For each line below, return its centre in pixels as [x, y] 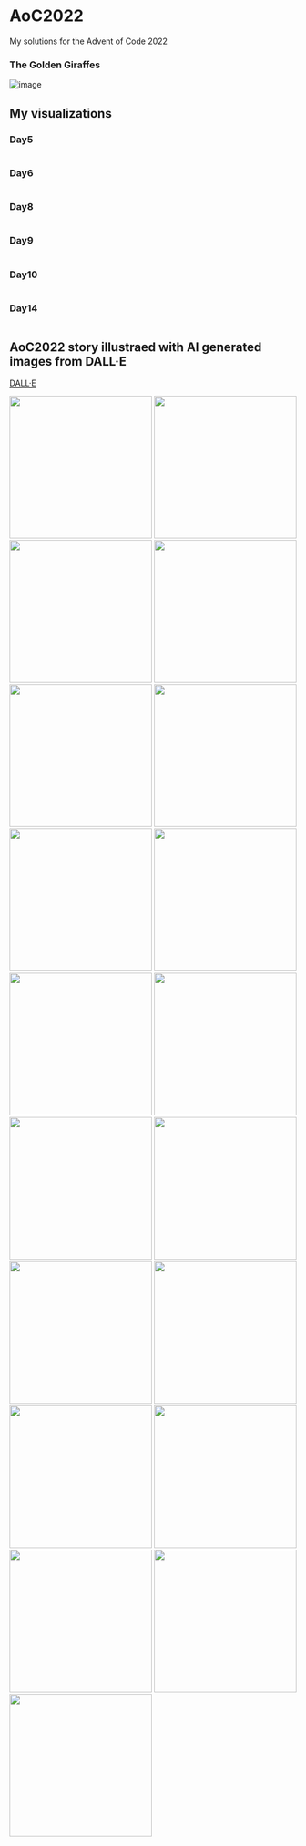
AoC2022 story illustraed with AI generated [136, 347]
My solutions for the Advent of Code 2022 [89, 41]
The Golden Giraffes [55, 65]
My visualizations [61, 114]
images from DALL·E [68, 361]
